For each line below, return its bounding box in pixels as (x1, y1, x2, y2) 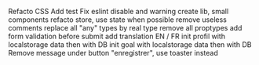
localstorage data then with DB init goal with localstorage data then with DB (8, 40, 252, 49)
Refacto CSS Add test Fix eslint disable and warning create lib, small (8, 7, 229, 16)
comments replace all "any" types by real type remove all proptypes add (8, 23, 243, 32)
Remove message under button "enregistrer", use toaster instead (8, 49, 218, 57)
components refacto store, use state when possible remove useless (8, 15, 228, 24)
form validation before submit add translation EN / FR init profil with (8, 31, 226, 41)
